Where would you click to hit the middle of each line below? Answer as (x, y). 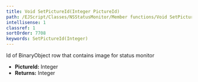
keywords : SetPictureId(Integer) (47, 39)
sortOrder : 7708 (26, 33)
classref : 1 (21, 28)
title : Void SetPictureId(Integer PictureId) (63, 11)
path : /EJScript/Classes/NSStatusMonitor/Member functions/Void (87, 17)
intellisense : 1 (26, 22)
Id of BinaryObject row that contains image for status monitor (80, 55)
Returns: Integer (35, 73)
